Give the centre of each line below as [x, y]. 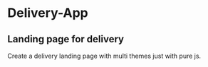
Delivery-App [48, 13]
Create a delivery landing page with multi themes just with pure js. [104, 56]
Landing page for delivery [66, 39]
